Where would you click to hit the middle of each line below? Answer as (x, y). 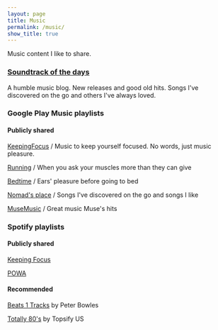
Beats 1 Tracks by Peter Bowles (53, 305)
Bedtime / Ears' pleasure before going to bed (73, 181)
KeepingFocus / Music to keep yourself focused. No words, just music (109, 146)
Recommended (30, 289)
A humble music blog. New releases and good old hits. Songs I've (103, 87)
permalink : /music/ (36, 27)
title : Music (27, 21)
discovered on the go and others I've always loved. (82, 95)
